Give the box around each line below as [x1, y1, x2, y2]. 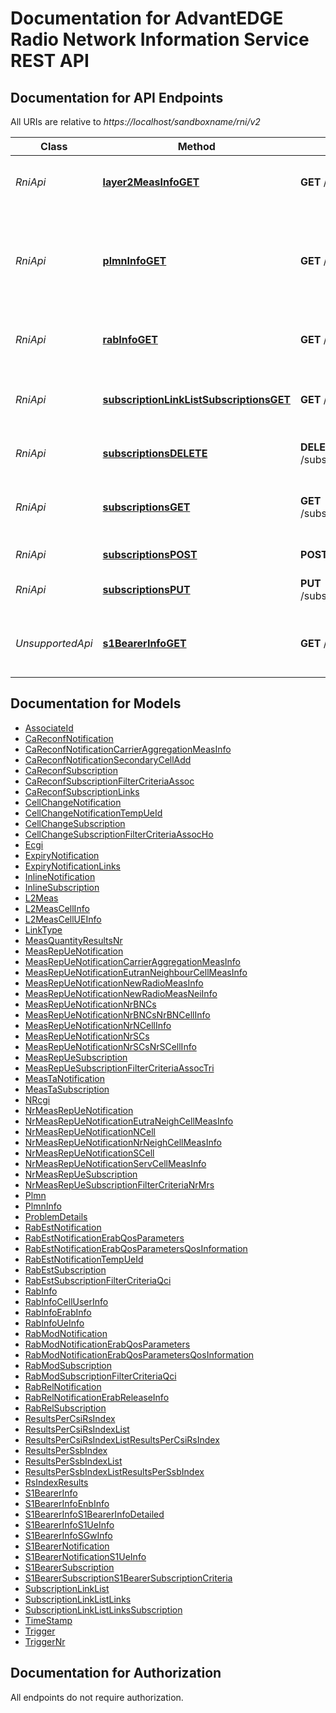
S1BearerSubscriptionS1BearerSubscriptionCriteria [24, 1572, 233, 1584]
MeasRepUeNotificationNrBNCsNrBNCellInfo [24, 1008, 211, 1021]
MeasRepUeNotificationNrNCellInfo [24, 1019, 172, 1031]
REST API [10, 50, 90, 72]
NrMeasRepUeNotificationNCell [24, 1125, 156, 1137]
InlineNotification [24, 870, 96, 882]
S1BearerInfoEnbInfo [24, 1497, 110, 1509]
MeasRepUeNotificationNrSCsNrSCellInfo [24, 1040, 197, 1052]
